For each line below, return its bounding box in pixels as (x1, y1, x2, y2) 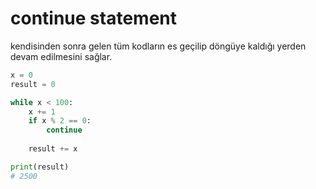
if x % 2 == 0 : (28, 116, 92, 126)
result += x (28, 144, 78, 154)
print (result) (10, 162, 70, 172)
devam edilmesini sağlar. (10, 50, 113, 62)
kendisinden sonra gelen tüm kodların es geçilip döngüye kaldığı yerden (10, 40, 307, 52)
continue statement (10, 7, 177, 30)
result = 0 (10, 79, 56, 89)
